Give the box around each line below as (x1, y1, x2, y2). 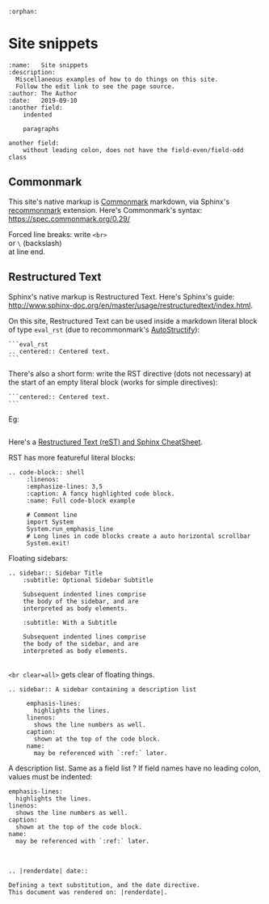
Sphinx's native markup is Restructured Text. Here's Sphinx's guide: (8, 291, 235, 301)
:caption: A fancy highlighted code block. (26, 490, 175, 498)
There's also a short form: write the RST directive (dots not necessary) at (8, 368, 252, 378)
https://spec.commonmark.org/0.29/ (8, 214, 131, 223)
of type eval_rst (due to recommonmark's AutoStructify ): (8, 325, 200, 334)
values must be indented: (8, 771, 93, 781)
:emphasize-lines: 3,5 (26, 482, 103, 490)
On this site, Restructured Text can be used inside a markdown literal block (8, 316, 258, 325)
